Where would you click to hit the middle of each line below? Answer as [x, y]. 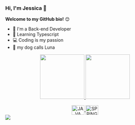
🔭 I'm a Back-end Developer [42, 29]
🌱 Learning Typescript [36, 35]
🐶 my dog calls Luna [34, 47]
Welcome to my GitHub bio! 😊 [37, 19]
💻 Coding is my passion [38, 40]
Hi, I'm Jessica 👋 [26, 8]
